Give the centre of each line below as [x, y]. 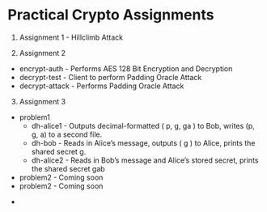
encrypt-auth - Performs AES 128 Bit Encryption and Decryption [126, 68]
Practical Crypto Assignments [111, 15]
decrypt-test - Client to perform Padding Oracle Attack [110, 77]
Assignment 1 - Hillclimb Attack [71, 37]
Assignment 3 [42, 101]
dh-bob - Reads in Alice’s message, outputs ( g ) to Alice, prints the [143, 142]
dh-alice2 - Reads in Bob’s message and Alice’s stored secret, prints [145, 160]
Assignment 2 [42, 53]
